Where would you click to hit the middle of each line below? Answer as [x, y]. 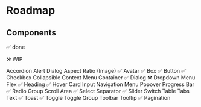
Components [31, 33]
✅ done [16, 47]
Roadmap [31, 11]
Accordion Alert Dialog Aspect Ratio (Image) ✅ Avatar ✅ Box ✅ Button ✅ [96, 71]
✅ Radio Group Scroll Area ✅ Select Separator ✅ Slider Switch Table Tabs [98, 91]
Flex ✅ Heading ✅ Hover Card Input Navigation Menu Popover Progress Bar [101, 84]
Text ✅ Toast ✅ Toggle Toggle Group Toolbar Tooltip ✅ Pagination [88, 98]
